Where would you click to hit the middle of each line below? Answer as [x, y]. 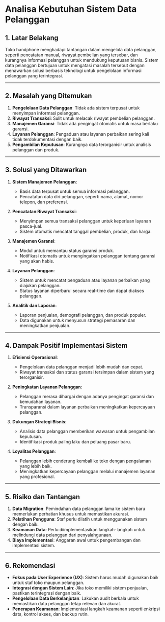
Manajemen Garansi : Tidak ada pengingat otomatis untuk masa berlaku [85, 123]
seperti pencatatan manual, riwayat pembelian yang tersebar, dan [72, 55]
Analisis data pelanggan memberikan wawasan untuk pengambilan [87, 431]
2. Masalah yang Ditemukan [49, 96]
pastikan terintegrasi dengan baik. [47, 593]
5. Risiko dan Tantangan [42, 497]
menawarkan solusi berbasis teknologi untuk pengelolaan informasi [73, 71]
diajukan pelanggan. [40, 285]
